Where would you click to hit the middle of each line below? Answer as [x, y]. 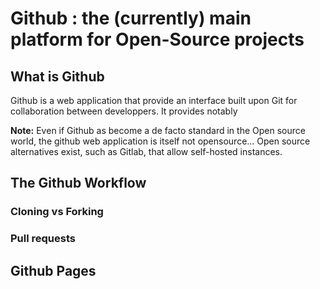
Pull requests [43, 239]
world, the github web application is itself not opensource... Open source [160, 141]
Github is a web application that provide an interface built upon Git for [154, 100]
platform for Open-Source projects [157, 39]
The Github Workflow [78, 183]
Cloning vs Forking [57, 212]
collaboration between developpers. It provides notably [124, 111]
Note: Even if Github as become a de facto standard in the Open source [158, 130]
